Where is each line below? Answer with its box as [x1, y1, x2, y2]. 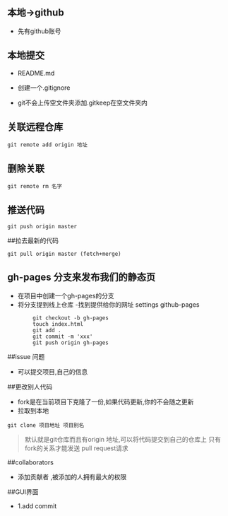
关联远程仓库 [7, 121, 64, 133]
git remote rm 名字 [7, 183, 63, 190]
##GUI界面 [7, 487, 39, 496]
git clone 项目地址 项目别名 [7, 421, 85, 429]
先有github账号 [17, 27, 61, 35]
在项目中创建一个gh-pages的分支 [17, 291, 114, 300]
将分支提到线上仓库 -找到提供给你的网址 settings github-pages [17, 300, 200, 309]
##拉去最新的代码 [7, 236, 59, 245]
